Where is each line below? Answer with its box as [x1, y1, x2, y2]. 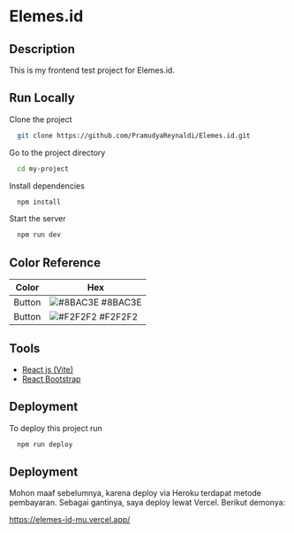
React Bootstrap [21, 374, 81, 384]
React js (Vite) [21, 364, 73, 375]
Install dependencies [9, 180, 86, 191]
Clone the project [9, 113, 72, 125]
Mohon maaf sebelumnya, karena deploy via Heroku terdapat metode [9, 488, 262, 498]
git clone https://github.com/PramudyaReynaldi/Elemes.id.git [17, 131, 251, 140]
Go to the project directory [9, 147, 106, 158]
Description [9, 42, 75, 57]
